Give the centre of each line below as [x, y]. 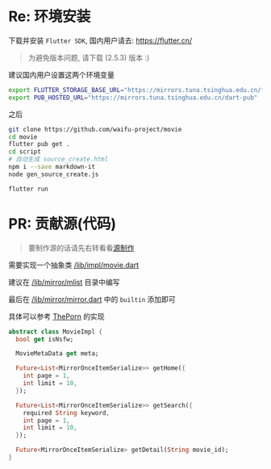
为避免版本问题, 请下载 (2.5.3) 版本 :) [89, 57]
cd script [25, 152]
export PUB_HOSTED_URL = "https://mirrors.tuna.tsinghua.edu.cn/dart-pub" [133, 98]
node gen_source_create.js [54, 174]
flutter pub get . [39, 144]
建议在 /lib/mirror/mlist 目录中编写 [64, 282]
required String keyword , [67, 412]
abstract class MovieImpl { [56, 332]
